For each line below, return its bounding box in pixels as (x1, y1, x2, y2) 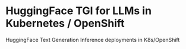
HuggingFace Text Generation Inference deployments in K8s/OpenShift (5, 36, 180, 43)
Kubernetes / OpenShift (5, 17, 125, 30)
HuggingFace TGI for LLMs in (5, 4, 152, 18)
